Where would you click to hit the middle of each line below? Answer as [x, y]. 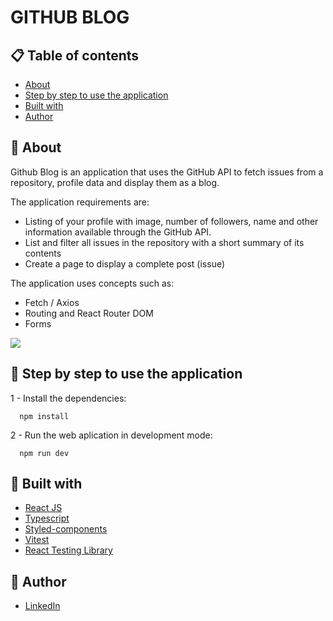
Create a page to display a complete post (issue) [125, 263]
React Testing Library [68, 550]
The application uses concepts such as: [92, 283]
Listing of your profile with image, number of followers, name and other [171, 221]
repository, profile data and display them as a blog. [115, 182]
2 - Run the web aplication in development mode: [111, 435]
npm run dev [44, 453]
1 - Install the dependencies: [68, 398]
